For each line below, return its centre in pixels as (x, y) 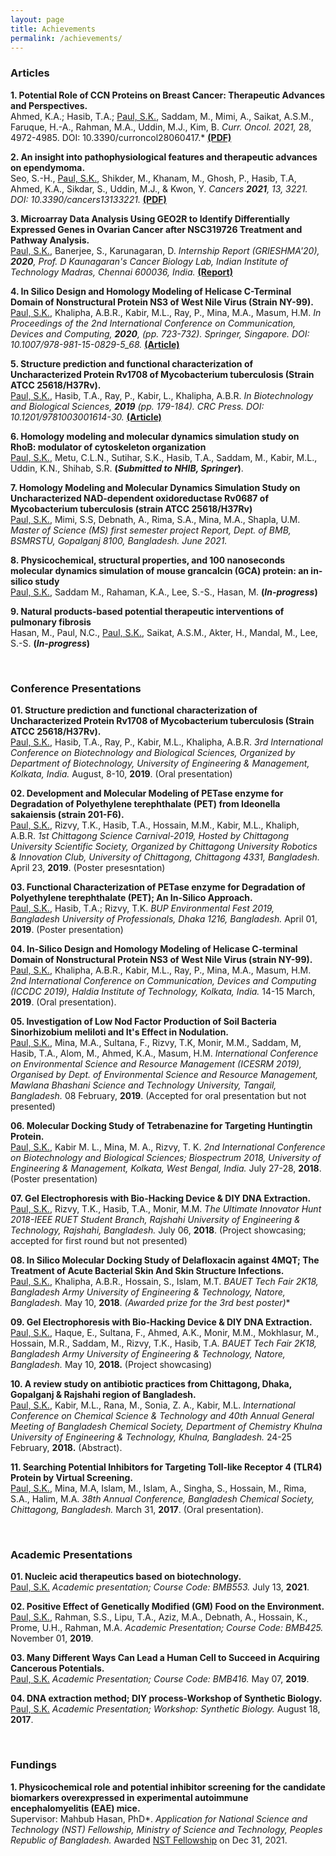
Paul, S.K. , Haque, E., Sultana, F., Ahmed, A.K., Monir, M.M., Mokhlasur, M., (165, 1332)
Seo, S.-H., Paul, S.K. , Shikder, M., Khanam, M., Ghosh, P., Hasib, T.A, (153, 178)
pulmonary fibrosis (51, 622)
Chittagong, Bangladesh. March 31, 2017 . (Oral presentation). (137, 1509)
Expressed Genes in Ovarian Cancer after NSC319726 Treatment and (156, 229)
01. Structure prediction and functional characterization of (134, 710)
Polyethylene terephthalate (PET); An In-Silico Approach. (131, 897)
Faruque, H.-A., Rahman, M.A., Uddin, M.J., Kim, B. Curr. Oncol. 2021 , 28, (161, 127)
